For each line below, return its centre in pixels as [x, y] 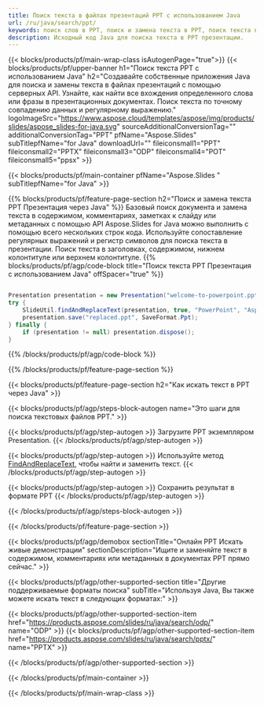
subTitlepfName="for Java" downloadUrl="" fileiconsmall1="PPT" [114, 143]
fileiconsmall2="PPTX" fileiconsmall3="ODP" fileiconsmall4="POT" [117, 152]
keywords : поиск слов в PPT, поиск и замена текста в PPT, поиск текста [130, 30]
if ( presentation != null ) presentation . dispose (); [108, 332]
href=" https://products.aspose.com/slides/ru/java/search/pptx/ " [112, 639]
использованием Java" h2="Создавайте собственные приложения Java [129, 76]
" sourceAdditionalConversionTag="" [176, 127]
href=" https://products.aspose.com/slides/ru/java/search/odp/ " [111, 622]
